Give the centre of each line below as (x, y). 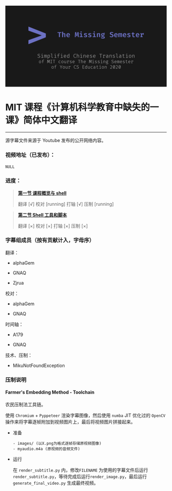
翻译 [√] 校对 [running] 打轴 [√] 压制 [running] (66, 204)
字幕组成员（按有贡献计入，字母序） (50, 240)
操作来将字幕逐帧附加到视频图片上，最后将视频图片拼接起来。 (70, 422)
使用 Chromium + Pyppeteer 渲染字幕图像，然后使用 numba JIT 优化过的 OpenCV (85, 415)
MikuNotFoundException (39, 365)
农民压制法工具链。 (26, 404)
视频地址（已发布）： (30, 155)
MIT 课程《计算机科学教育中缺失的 (78, 107)
